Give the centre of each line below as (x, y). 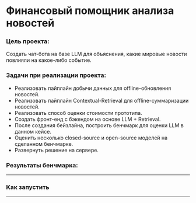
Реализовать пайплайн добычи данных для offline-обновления (93, 88)
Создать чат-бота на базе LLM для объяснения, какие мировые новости (97, 54)
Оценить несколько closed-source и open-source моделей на (91, 138)
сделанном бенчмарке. (44, 143)
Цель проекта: (28, 41)
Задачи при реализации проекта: (56, 75)
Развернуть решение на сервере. (57, 150)
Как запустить (28, 187)
